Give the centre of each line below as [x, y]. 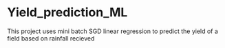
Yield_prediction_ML [67, 13]
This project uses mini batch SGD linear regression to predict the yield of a [113, 31]
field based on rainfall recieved [51, 38]
